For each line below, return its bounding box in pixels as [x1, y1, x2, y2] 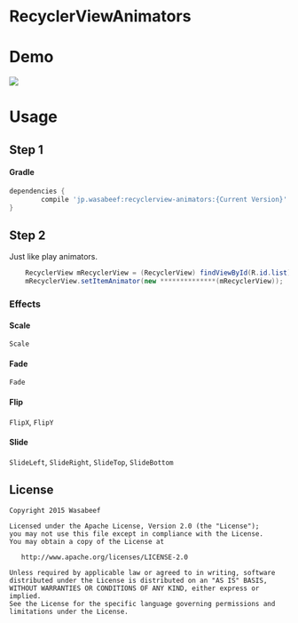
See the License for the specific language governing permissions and [9, 599, 276, 608]
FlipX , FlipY [9, 416, 54, 427]
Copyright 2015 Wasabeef [9, 506, 101, 515]
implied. [9, 591, 42, 601]
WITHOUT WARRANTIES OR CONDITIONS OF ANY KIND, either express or [9, 584, 260, 593]
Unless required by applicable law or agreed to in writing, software [9, 568, 276, 577]
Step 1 [9, 142, 44, 157]
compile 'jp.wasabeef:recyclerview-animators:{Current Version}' [41, 195, 288, 204]
